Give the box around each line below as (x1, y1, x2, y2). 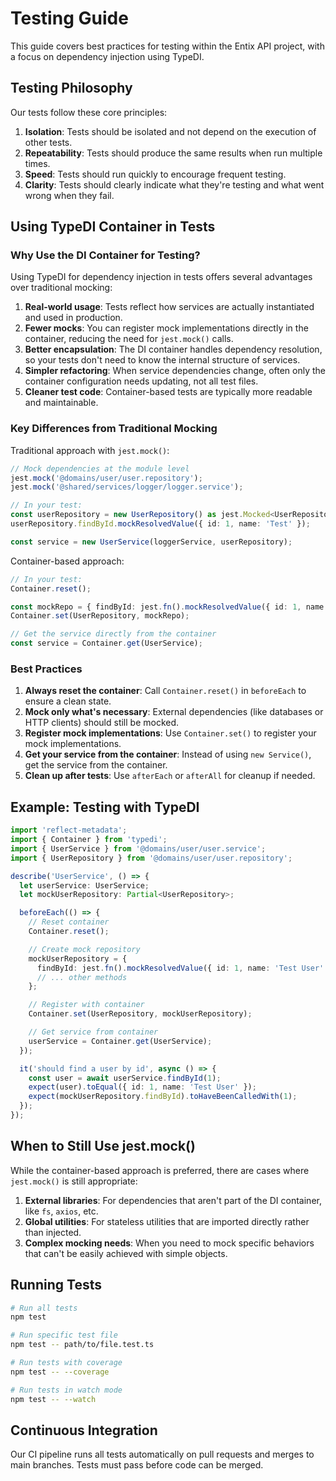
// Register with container (28, 1000, 145, 1010)
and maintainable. (24, 397, 99, 409)
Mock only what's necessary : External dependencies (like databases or (24, 706, 324, 718)
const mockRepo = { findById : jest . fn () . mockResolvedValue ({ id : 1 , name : (10, 602, 329, 612)
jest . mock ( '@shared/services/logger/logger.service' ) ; (10, 482, 244, 492)
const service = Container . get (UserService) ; (10, 638, 203, 649)
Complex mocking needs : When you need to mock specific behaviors (24, 1237, 315, 1249)
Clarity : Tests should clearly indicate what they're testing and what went (24, 178, 325, 191)
